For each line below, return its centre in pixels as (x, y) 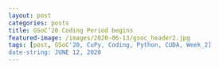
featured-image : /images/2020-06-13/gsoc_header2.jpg (100, 38)
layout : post (30, 15)
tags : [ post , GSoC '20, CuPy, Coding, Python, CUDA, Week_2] (110, 45)
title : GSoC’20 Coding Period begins (71, 30)
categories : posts (39, 23)
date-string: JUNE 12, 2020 (55, 52)
